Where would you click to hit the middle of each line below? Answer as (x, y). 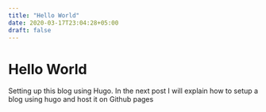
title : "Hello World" (44, 15)
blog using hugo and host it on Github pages (81, 99)
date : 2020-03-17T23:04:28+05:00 (64, 23)
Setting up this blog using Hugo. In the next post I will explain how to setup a (133, 91)
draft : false (30, 30)
